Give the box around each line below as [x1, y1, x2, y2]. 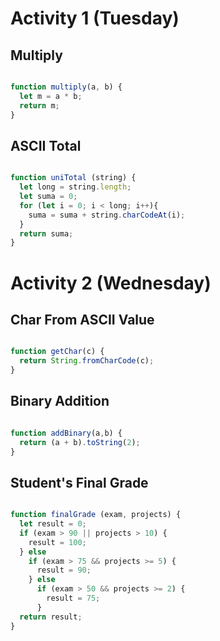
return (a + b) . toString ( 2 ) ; [19, 437, 141, 447]
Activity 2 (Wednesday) [10, 272, 212, 294]
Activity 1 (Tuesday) [10, 7, 180, 30]
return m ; [19, 100, 60, 111]
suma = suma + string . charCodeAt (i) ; [28, 210, 186, 220]
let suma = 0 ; [19, 192, 78, 202]
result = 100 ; [28, 537, 87, 547]
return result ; [19, 612, 83, 622]
